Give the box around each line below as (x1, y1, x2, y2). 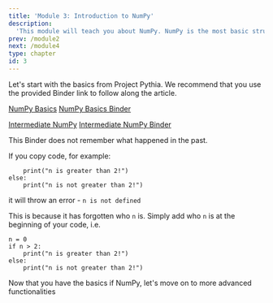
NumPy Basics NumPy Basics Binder (8, 103, 132, 114)
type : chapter (8, 50, 57, 58)
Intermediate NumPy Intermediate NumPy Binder (8, 119, 172, 129)
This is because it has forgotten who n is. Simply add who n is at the (8, 210, 236, 220)
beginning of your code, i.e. (8, 219, 102, 229)
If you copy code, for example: (8, 151, 111, 161)
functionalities (8, 286, 56, 297)
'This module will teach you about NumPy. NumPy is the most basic (15, 27, 249, 35)
